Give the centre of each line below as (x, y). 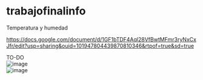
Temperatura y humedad (37, 28)
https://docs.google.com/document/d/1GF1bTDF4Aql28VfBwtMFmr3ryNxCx (101, 39)
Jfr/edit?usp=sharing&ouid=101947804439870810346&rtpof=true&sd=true (100, 46)
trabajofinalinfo (46, 11)
